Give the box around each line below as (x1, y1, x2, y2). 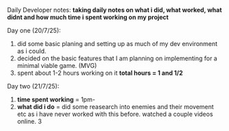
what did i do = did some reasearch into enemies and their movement (16, 103, 214, 110)
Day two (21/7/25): (7, 82, 60, 90)
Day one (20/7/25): (7, 27, 61, 34)
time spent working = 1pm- (16, 95, 96, 104)
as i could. (16, 47, 47, 55)
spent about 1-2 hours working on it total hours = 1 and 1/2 (16, 69, 183, 77)
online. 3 (16, 117, 43, 126)
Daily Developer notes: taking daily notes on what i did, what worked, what (7, 6, 222, 14)
